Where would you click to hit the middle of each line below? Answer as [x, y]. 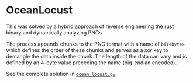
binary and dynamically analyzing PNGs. [55, 32]
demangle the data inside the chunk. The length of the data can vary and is [96, 56]
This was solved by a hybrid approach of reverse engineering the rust [90, 26]
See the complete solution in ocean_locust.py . [61, 74]
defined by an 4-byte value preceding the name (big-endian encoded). [92, 63]
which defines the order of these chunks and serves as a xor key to [87, 50]
